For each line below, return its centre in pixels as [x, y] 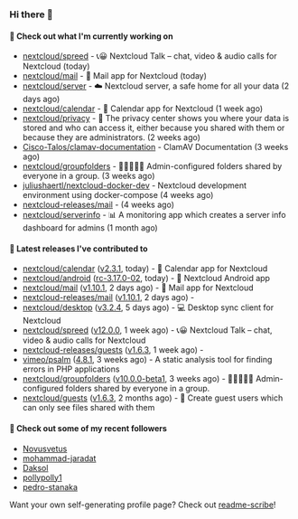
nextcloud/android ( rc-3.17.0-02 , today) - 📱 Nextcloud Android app [146, 278]
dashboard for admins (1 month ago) [90, 228]
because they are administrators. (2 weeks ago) [112, 137]
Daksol [35, 467]
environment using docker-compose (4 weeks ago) [118, 195]
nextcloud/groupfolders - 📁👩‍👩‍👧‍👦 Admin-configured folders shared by [152, 166]
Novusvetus [45, 448]
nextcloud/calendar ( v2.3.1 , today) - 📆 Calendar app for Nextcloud [145, 269]
